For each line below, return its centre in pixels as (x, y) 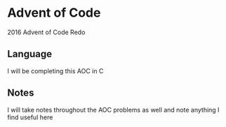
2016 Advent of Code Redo (46, 32)
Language (30, 54)
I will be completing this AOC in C (55, 70)
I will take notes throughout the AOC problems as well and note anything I (113, 110)
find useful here (30, 117)
